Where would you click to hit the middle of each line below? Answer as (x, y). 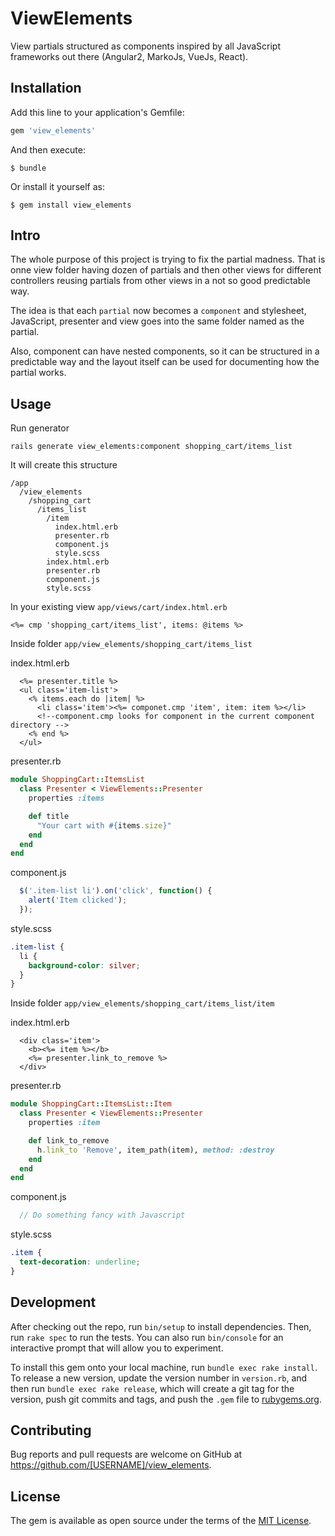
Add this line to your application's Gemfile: (97, 112)
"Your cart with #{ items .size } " (104, 825)
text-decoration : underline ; (80, 1262)
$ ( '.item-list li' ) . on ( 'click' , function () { (116, 891)
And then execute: (48, 149)
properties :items (66, 798)
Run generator (40, 428)
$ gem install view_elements (71, 205)
